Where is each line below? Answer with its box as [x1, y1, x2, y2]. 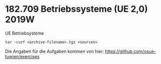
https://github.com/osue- [105, 48, 156, 54]
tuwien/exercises [5, 53, 40, 60]
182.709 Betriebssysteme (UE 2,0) [5, 3, 148, 15]
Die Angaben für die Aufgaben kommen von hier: [5, 48, 104, 54]
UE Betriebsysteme [5, 30, 44, 36]
